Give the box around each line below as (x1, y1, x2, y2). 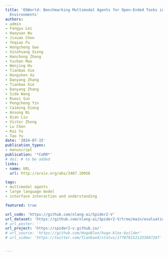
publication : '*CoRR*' (5, 152, 52, 157)
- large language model (5, 189, 55, 194)
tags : (5, 180, 16, 185)
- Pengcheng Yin (5, 101, 39, 106)
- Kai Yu (5, 128, 23, 134)
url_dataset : (5, 216, 32, 221)
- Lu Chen (5, 124, 26, 129)
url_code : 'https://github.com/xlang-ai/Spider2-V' (5, 212, 115, 217)
